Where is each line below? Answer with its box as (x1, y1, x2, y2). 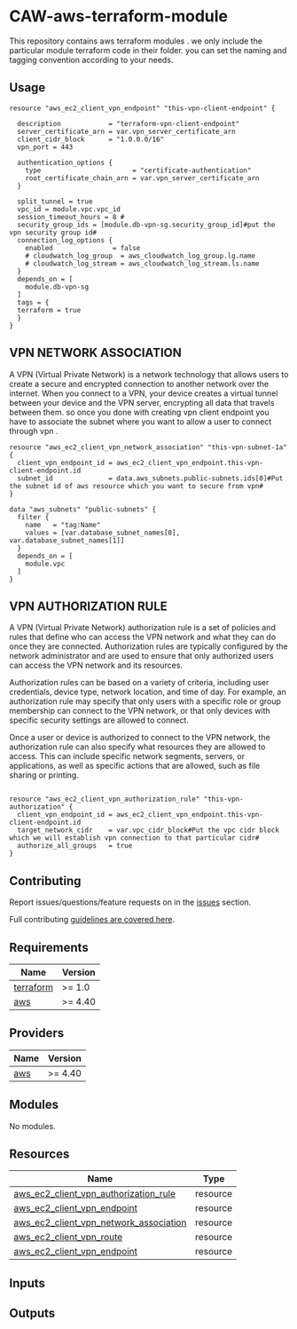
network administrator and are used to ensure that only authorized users (9, 651, 274, 661)
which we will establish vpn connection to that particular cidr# (9, 834, 260, 842)
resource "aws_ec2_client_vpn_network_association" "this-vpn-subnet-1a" (9, 442, 288, 452)
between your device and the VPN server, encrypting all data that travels (9, 397, 275, 407)
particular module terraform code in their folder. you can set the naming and (9, 44, 287, 55)
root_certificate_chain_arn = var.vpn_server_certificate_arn (25, 173, 260, 183)
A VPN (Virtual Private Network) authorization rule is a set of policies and (9, 622, 277, 633)
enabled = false (25, 243, 141, 252)
